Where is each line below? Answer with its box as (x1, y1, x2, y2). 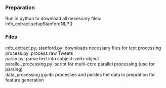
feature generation (5, 77, 44, 83)
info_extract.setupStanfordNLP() (5, 21, 73, 27)
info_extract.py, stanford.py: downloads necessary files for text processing (5, 45, 161, 51)
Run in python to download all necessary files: (5, 16, 102, 22)
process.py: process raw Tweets (5, 50, 73, 56)
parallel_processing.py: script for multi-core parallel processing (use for (5, 61, 155, 67)
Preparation (5, 4, 35, 11)
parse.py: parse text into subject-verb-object (5, 55, 99, 61)
